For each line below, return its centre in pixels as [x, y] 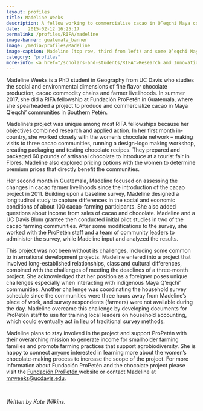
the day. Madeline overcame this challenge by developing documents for [97, 308]
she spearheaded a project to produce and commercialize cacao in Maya [97, 105]
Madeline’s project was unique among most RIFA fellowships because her [98, 124]
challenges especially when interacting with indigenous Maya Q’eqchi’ [94, 282]
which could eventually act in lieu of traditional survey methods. [85, 321]
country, [17, 136]
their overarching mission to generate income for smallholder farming [93, 339]
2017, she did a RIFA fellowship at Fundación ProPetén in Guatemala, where [100, 99]
